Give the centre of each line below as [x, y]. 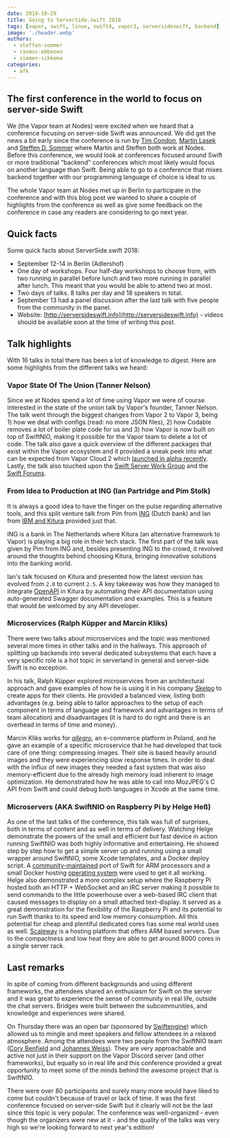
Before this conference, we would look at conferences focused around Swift [115, 155]
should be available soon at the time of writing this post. [96, 322]
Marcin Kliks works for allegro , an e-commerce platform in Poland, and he [112, 738]
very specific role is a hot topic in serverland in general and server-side [108, 660]
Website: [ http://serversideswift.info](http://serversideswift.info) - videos [120, 315]
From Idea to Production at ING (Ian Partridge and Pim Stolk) [109, 491]
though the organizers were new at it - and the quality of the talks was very [113, 1119]
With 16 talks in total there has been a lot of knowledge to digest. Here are [112, 360]
